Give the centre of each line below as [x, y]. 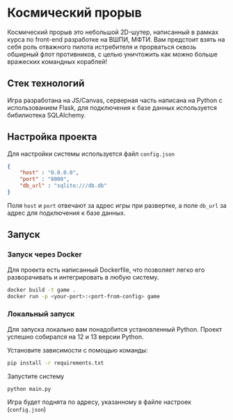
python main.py [29, 389]
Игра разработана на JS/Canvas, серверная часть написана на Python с [115, 100]
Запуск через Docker [45, 255]
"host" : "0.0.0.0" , [49, 173]
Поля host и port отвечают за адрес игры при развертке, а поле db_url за [117, 205]
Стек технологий [46, 84]
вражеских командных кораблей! [57, 61]
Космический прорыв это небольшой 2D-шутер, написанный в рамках [113, 32]
